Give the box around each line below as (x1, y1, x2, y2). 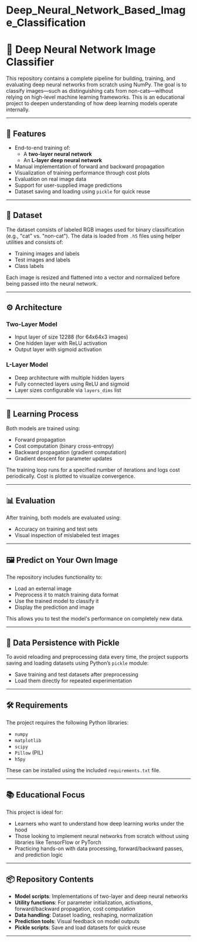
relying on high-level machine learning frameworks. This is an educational (6, 93, 185, 100)
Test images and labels (14, 256, 70, 263)
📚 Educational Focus (6, 790, 85, 800)
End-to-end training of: (14, 144, 70, 151)
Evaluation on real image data (14, 175, 87, 182)
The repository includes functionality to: (6, 574, 103, 581)
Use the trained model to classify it (14, 598, 99, 605)
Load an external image (14, 585, 72, 592)
